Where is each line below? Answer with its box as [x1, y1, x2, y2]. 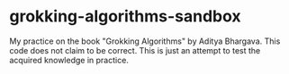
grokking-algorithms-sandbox [9, 6, 241, 27]
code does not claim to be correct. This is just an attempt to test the [9, 45, 261, 55]
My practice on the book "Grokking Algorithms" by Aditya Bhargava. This [9, 36, 281, 46]
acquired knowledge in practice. [9, 54, 129, 65]
